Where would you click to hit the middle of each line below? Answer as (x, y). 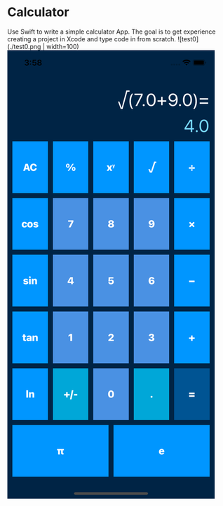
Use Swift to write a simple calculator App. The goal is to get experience (111, 32)
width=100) (63, 46)
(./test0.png (24, 46)
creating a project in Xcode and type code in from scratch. (92, 39)
